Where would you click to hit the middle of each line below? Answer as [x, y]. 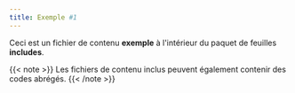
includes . [27, 52]
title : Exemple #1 [43, 17]
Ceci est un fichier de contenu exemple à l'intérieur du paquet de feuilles [143, 43]
